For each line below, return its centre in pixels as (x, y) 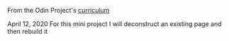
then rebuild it (28, 31)
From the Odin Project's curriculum (58, 10)
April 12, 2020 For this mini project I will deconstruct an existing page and (114, 24)
